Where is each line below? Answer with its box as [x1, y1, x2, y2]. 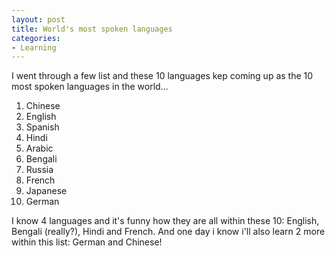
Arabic [25, 142, 54, 155]
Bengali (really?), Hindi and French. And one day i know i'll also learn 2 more [11, 226, 326, 238]
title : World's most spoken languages [11, 24, 173, 34]
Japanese [25, 185, 68, 197]
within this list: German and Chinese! [11, 236, 163, 248]
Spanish [25, 121, 60, 133]
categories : [11, 33, 61, 43]
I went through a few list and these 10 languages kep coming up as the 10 [11, 70, 314, 82]
